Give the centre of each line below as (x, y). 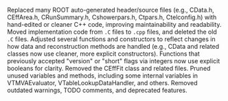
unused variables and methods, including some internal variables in (102, 76)
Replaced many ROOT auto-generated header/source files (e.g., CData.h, (111, 10)
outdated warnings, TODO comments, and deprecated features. (97, 90)
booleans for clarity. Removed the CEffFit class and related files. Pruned (109, 68)
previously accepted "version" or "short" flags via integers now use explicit (114, 61)
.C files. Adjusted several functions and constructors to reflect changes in (111, 39)
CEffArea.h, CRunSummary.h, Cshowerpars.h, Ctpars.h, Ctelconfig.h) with (112, 17)
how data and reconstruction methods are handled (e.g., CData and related (113, 46)
